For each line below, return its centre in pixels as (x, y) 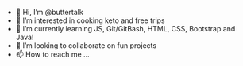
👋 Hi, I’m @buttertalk (49, 12)
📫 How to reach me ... (52, 54)
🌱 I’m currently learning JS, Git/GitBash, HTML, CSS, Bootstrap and (125, 29)
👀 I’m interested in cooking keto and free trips (90, 20)
